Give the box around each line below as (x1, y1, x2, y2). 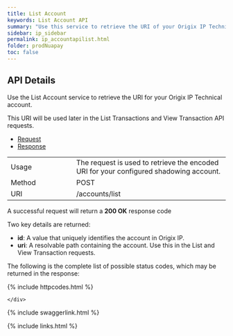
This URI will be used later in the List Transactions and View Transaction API (7, 114, 225, 122)
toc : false (7, 49, 39, 56)
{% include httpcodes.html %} (7, 283, 94, 291)
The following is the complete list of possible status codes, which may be (7, 262, 216, 270)
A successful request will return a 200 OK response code (7, 206, 172, 215)
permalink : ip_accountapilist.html (7, 36, 110, 43)
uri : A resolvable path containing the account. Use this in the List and (17, 241, 215, 249)
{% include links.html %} (7, 321, 78, 330)
